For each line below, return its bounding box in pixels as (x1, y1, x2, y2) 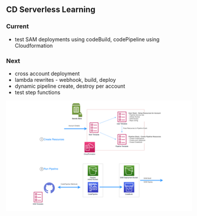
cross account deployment (14, 70, 80, 77)
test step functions (14, 88, 61, 96)
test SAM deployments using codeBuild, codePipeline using (14, 35, 160, 43)
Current (6, 22, 29, 31)
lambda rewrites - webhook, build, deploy (14, 76, 116, 83)
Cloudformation (14, 42, 53, 49)
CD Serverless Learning (6, 5, 96, 15)
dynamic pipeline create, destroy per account (14, 82, 126, 89)
